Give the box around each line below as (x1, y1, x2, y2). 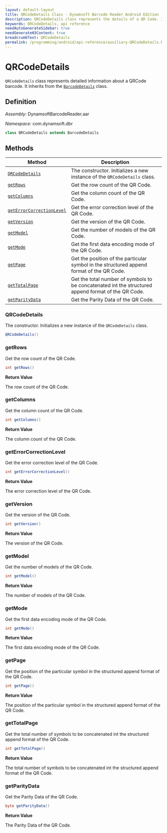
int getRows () (5, 365, 35, 370)
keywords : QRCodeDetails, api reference (5, 21, 90, 26)
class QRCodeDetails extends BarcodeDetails (5, 130, 99, 135)
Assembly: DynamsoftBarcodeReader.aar (5, 111, 89, 117)
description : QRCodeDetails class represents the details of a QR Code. (5, 16, 159, 21)
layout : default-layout (5, 7, 55, 12)
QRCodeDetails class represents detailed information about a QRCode (5, 78, 147, 84)
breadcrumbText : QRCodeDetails (5, 35, 70, 40)
